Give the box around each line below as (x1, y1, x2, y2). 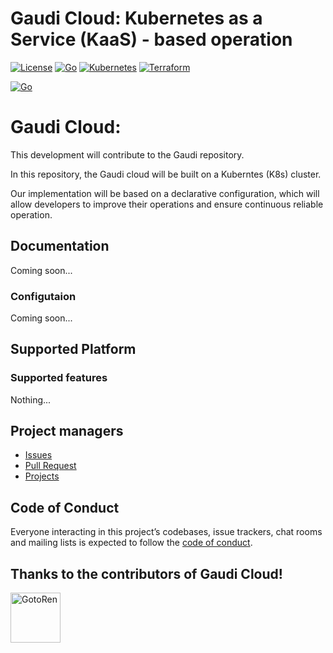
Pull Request (24, 460, 77, 472)
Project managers (10, 423, 124, 440)
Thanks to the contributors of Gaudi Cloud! (10, 565, 283, 582)
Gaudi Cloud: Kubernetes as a (10, 7, 263, 30)
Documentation (10, 238, 110, 255)
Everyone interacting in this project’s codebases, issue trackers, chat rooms (10, 526, 323, 538)
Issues (24, 449, 53, 461)
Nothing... (10, 393, 52, 406)
